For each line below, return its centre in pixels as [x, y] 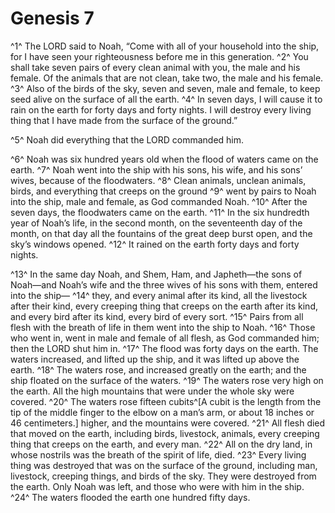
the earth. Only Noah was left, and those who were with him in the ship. [157, 486]
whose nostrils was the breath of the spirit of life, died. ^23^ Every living [158, 454]
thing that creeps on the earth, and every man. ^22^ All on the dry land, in [161, 444]
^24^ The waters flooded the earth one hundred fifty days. [130, 497]
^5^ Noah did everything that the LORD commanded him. [127, 139]
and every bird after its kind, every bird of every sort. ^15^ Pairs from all [157, 316]
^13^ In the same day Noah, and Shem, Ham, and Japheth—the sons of [156, 274]
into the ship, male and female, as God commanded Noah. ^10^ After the [159, 201]
